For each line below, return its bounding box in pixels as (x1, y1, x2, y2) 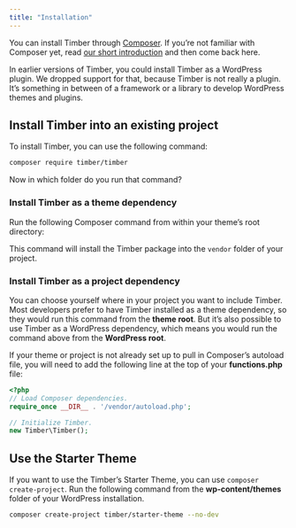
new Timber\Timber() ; (9, 426, 89, 435)
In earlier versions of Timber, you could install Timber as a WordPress (9, 64, 262, 74)
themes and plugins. (9, 92, 84, 103)
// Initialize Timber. (9, 418, 93, 427)
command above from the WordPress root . (9, 332, 166, 343)
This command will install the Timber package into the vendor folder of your (9, 243, 284, 253)
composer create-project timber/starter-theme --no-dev (9, 510, 219, 519)
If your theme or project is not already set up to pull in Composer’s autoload (9, 349, 285, 360)
